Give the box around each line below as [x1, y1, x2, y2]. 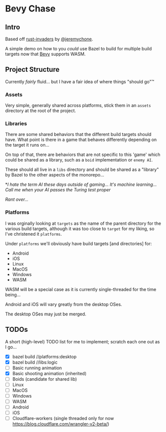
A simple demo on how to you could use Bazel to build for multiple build [5, 46, 152, 51]
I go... [5, 344, 17, 350]
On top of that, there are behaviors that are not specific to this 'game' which [5, 151, 161, 157]
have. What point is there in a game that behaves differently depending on [5, 137, 157, 143]
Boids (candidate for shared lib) [12, 376, 77, 382]
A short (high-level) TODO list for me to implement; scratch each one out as [5, 338, 160, 344]
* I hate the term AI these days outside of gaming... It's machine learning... [5, 181, 157, 187]
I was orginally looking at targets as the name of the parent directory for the [5, 220, 162, 226]
